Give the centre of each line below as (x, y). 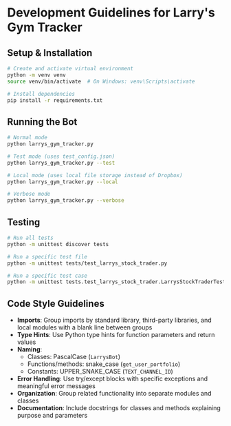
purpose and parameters (52, 416)
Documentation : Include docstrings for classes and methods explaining (119, 408)
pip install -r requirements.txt (55, 100)
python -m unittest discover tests (58, 244)
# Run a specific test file (47, 256)
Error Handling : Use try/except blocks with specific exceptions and (112, 379)
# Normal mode (27, 138)
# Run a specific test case (47, 276)
